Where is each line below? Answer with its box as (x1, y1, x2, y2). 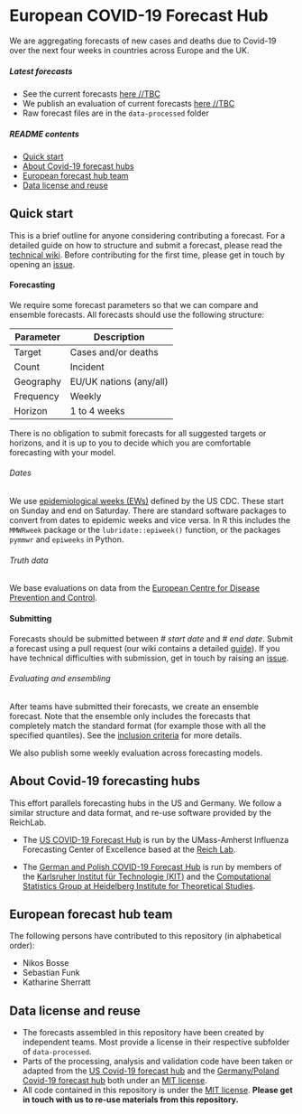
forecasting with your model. (9, 446, 116, 457)
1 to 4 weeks (69, 404, 125, 417)
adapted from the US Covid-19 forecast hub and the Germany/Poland (22, 1065, 279, 1076)
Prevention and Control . (9, 593, 97, 604)
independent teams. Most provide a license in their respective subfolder (22, 1036, 290, 1048)
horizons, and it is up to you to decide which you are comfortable (9, 437, 252, 448)
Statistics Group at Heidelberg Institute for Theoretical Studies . (22, 880, 256, 891)
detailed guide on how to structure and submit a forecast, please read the (9, 239, 282, 250)
